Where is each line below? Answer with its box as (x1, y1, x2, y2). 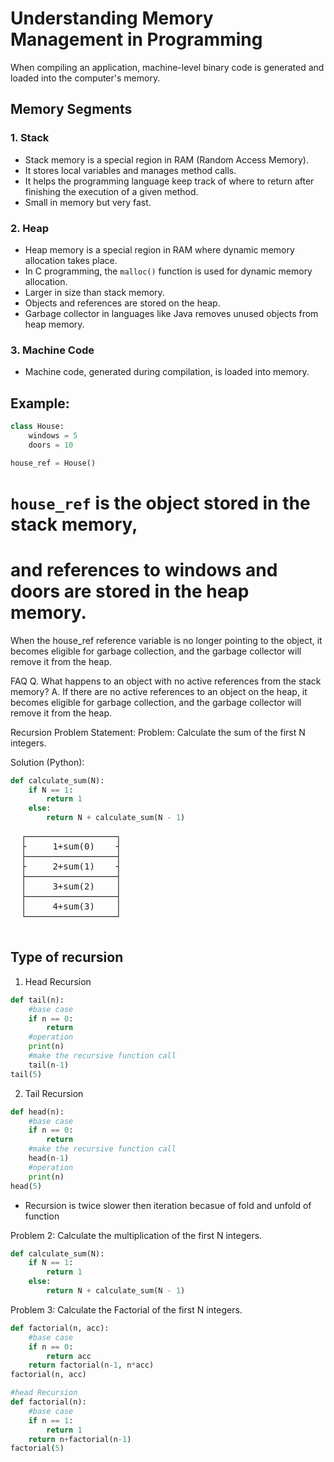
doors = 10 (28, 440, 74, 450)
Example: (10, 395, 70, 412)
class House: (10, 422, 65, 432)
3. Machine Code (10, 343, 95, 357)
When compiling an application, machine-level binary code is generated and (10, 61, 325, 73)
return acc (46, 1351, 92, 1361)
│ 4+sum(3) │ (20, 901, 122, 912)
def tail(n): (10, 995, 65, 1005)
